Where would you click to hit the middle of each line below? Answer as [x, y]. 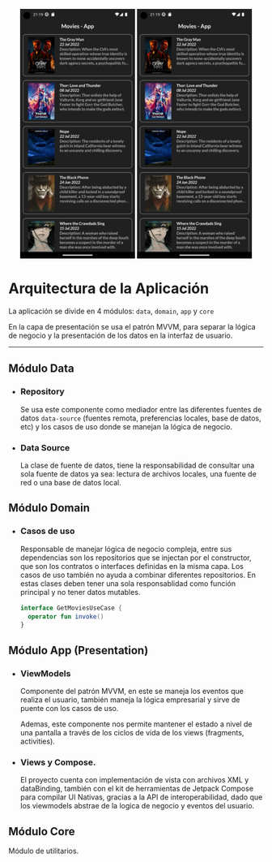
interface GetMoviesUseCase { [71, 608]
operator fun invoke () [66, 616]
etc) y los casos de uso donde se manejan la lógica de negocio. [126, 426]
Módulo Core [42, 832]
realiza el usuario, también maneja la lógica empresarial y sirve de [130, 700]
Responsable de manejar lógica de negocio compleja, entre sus [126, 549]
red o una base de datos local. [70, 482]
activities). [37, 741]
